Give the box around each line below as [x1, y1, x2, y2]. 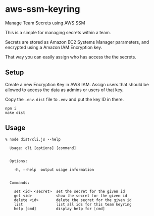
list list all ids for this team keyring [14, 202, 132, 207]
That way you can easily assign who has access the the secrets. [5, 54, 136, 60]
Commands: [9, 180, 30, 185]
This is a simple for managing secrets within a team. [5, 29, 111, 35]
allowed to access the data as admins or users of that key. [5, 87, 124, 93]
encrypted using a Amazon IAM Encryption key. [5, 44, 103, 50]
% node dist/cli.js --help [5, 137, 61, 142]
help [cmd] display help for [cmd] [14, 206, 105, 211]
